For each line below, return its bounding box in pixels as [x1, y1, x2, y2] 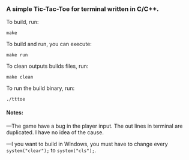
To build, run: [6, 19, 39, 26]
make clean [6, 74, 34, 80]
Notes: [6, 108, 24, 116]
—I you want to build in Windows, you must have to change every [6, 140, 168, 147]
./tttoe [6, 96, 26, 102]
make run [6, 52, 28, 58]
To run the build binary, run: [6, 84, 75, 92]
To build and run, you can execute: [6, 41, 92, 48]
